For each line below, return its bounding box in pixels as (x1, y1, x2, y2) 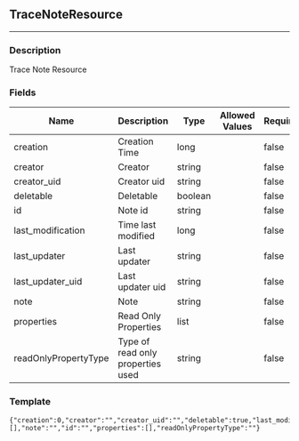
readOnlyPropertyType (13, 352, 109, 365)
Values (222, 120, 253, 132)
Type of (117, 335, 150, 348)
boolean (176, 190, 212, 203)
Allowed (219, 109, 255, 122)
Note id (117, 204, 149, 217)
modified (117, 230, 156, 243)
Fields (9, 86, 36, 99)
